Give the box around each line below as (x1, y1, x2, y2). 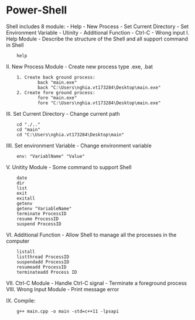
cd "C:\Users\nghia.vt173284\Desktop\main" (16, 132, 125, 137)
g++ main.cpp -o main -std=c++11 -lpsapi (16, 308, 119, 314)
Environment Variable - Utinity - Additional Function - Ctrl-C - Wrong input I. (6, 29, 190, 36)
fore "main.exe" (37, 95, 77, 101)
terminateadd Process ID (16, 269, 77, 275)
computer (6, 238, 30, 245)
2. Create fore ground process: (16, 90, 95, 95)
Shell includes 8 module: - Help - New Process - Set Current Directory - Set (6, 23, 189, 30)
